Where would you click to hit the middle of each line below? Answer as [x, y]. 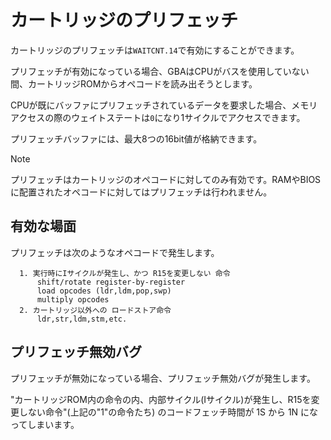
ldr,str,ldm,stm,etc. [82, 319]
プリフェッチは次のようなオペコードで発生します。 [115, 252]
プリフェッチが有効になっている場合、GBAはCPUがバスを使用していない [160, 71]
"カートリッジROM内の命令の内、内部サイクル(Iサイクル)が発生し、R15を [161, 399]
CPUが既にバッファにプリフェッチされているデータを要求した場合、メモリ [164, 105]
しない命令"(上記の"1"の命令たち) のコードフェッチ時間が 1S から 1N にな [168, 412]
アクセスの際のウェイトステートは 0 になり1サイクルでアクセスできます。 [158, 117]
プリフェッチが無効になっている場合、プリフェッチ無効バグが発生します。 [163, 378]
